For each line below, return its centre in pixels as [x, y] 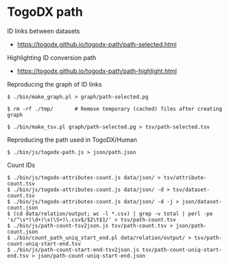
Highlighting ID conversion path [52, 57]
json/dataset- [202, 201]
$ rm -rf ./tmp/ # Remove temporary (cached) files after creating [115, 109]
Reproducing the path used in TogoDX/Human [72, 140]
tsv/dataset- [191, 190]
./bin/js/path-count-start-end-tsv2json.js [76, 250]
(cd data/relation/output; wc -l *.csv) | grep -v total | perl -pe [113, 214]
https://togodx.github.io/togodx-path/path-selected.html [97, 44]
